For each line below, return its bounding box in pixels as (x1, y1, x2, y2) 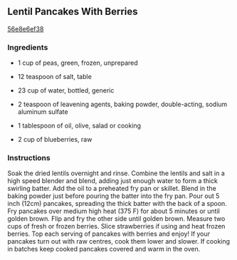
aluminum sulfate (17, 108, 69, 116)
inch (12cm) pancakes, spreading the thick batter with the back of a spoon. (7, 199, 228, 208)
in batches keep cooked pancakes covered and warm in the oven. (7, 245, 201, 254)
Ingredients (7, 42, 48, 52)
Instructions (7, 153, 51, 163)
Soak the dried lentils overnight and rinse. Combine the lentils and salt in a (7, 169, 226, 177)
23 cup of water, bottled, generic (17, 86, 115, 95)
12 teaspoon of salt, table (17, 73, 93, 81)
